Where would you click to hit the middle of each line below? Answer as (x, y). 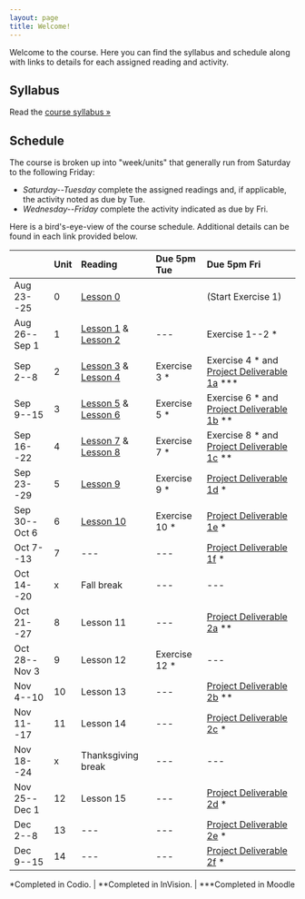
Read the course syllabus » (60, 112)
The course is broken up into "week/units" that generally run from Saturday (150, 163)
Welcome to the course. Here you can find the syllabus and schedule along (150, 52)
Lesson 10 (104, 521)
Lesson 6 (101, 415)
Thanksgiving (110, 756)
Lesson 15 (104, 798)
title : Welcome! (40, 26)
